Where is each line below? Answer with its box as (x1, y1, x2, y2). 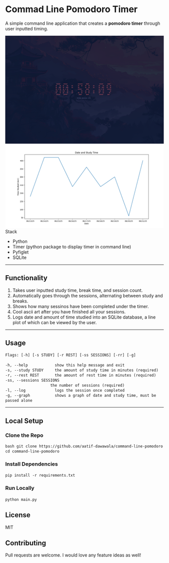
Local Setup (5, 417, 44, 425)
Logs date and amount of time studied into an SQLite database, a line (12, 314, 156, 320)
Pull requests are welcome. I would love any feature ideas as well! (5, 552, 142, 558)
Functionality (5, 274, 48, 282)
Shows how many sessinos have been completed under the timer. (12, 303, 149, 309)
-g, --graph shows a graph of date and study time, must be (5, 393, 156, 398)
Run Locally (5, 485, 35, 492)
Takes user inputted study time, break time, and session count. (12, 287, 143, 293)
